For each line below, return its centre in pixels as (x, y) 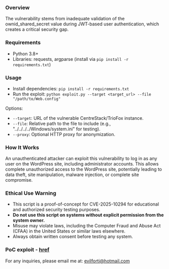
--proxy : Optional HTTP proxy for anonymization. (64, 134)
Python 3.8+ (26, 54)
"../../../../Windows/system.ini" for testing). (56, 129)
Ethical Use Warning (31, 193)
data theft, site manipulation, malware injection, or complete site (72, 175)
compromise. (19, 180)
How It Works (22, 147)
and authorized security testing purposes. (56, 210)
